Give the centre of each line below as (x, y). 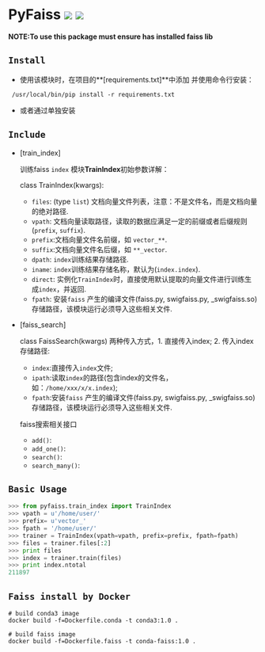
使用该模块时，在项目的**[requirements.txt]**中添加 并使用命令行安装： (137, 79)
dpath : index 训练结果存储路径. (80, 259)
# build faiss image (42, 634)
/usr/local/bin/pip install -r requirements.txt (93, 94)
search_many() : (56, 465)
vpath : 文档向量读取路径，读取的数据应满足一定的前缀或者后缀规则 (139, 221)
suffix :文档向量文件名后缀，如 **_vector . (99, 249)
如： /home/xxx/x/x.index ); (74, 387)
